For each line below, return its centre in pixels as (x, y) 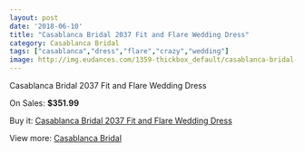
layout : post (34, 18)
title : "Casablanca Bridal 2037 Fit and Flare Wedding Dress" (129, 34)
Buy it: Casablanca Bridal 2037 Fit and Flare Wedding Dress (121, 120)
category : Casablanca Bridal (64, 43)
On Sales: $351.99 (44, 103)
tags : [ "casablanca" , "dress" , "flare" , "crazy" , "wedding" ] (119, 52)
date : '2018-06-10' (46, 26)
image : (22, 60)
